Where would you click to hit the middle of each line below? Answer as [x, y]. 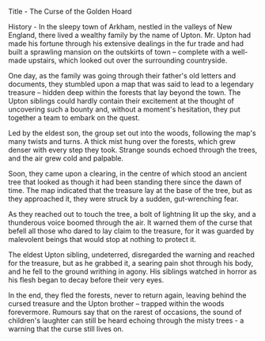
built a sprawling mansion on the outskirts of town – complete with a [119, 52]
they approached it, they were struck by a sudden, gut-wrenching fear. [123, 199]
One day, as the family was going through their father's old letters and [122, 76]
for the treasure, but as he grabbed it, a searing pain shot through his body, [131, 263]
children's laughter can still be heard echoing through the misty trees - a [126, 320]
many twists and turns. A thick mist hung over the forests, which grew [122, 141]
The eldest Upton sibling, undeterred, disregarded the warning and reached [132, 255]
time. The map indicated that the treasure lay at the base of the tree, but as [131, 190]
